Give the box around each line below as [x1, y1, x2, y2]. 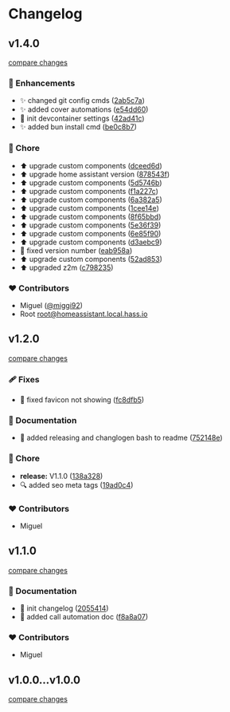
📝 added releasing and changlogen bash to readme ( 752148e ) [19, 433, 223, 443]
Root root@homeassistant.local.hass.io [19, 309, 148, 318]
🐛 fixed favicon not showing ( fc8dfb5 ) [19, 395, 145, 404]
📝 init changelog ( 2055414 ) [19, 603, 109, 613]
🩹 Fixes [8, 374, 40, 385]
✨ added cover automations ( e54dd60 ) [19, 105, 149, 114]
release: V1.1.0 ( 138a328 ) [19, 471, 103, 481]
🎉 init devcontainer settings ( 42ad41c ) [19, 113, 145, 124]
